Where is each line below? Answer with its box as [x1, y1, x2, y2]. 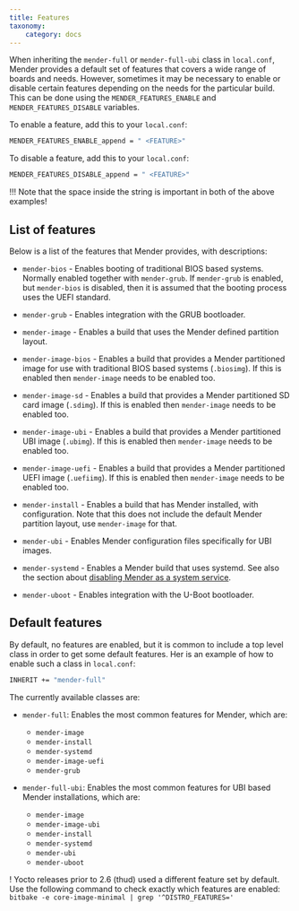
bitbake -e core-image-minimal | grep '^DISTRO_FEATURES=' [9, 893, 235, 902]
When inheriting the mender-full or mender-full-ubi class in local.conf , [9, 55, 275, 65]
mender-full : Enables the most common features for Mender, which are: [21, 709, 288, 720]
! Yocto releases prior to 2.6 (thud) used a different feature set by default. [9, 873, 280, 884]
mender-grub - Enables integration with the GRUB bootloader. [21, 308, 246, 319]
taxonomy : [9, 22, 47, 30]
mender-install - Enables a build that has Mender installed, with [21, 499, 259, 509]
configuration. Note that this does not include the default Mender [21, 508, 262, 519]
